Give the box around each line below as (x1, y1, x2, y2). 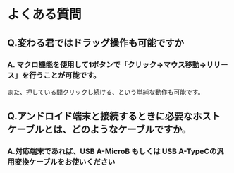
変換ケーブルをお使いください (14, 157, 116, 167)
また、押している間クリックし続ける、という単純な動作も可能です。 (7, 88, 204, 96)
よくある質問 (7, 6, 82, 23)
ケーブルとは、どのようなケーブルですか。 (7, 124, 192, 136)
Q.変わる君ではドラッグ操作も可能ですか (7, 37, 185, 49)
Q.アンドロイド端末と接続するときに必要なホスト (7, 110, 221, 122)
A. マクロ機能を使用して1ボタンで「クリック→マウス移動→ (7, 59, 207, 69)
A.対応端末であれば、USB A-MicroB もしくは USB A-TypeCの (7, 146, 217, 156)
